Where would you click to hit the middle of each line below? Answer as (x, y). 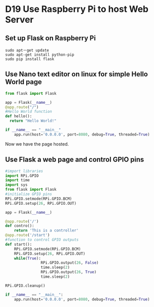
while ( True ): (28, 258)
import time (17, 180)
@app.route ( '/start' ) (28, 235)
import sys (16, 185)
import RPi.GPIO (22, 176)
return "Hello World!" (33, 121)
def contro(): (20, 226)
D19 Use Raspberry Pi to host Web (77, 9)
